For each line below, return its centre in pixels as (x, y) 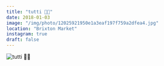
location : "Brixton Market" (42, 28)
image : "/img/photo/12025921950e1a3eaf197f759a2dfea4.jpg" (83, 23)
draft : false (23, 40)
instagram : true (27, 34)
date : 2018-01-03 (28, 17)
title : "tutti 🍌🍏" (29, 12)
